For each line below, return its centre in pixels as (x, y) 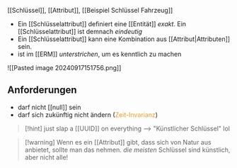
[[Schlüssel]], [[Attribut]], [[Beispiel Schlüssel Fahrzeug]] (90, 10)
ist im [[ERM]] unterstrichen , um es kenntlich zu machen (99, 54)
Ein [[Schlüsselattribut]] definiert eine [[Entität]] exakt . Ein (102, 24)
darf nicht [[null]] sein (49, 107)
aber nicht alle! (46, 157)
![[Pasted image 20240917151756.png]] (64, 68)
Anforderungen (42, 90)
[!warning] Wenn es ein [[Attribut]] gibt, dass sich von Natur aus (118, 142)
